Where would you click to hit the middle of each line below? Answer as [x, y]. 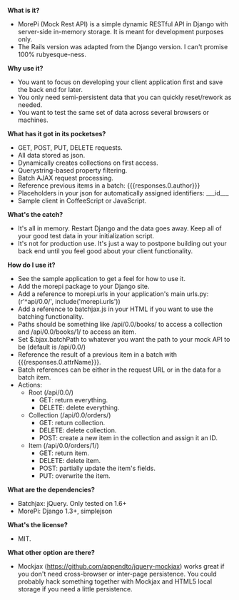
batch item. [34, 377]
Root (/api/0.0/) [51, 392]
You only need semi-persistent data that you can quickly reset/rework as [124, 97]
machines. [33, 120]
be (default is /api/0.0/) [52, 347]
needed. [30, 105]
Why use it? [25, 68]
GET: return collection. [72, 423]
